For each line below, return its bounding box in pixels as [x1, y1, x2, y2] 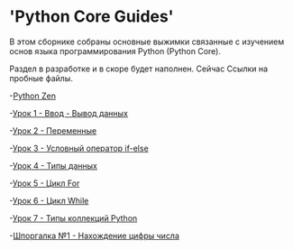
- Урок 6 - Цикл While [9, 195, 89, 206]
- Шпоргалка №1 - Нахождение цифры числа [9, 230, 180, 241]
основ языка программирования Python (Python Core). [9, 45, 221, 56]
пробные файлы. [9, 72, 74, 83]
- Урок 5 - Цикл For [9, 178, 80, 189]
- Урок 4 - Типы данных [9, 160, 97, 171]
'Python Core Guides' [9, 6, 174, 27]
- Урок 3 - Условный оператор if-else [9, 143, 149, 153]
